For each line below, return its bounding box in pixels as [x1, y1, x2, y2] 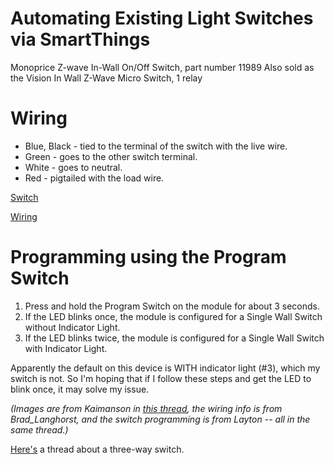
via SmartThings [10, 28, 151, 51]
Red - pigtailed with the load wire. [24, 172, 165, 184]
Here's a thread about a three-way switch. [10, 443, 185, 455]
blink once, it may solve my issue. [10, 383, 150, 395]
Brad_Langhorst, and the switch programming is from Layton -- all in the [10, 413, 311, 425]
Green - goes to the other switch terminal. [24, 150, 198, 162]
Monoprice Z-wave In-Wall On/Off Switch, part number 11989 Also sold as [10, 61, 315, 73]
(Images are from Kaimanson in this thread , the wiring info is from [10, 402, 283, 414]
